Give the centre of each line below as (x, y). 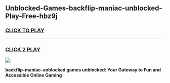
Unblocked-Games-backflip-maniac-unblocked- (84, 8)
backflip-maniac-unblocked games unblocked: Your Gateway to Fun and (83, 69)
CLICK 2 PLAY (23, 49)
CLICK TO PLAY (25, 31)
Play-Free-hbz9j (31, 16)
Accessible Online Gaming (34, 75)
